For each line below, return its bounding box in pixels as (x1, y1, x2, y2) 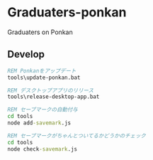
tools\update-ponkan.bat (7, 74, 81, 81)
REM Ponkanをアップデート (7, 67, 76, 75)
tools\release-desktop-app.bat (7, 93, 100, 100)
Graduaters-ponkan (7, 4, 127, 21)
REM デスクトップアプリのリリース (7, 87, 94, 94)
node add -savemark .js (7, 119, 72, 127)
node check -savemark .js (7, 145, 78, 153)
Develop (7, 48, 45, 60)
